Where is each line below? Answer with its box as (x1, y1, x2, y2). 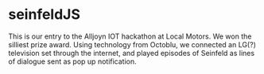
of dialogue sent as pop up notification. (8, 57, 137, 66)
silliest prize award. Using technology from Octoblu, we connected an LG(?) (8, 39, 256, 49)
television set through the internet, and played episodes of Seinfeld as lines (8, 48, 255, 57)
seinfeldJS (8, 6, 81, 24)
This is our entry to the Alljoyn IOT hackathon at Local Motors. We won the (8, 31, 252, 41)
